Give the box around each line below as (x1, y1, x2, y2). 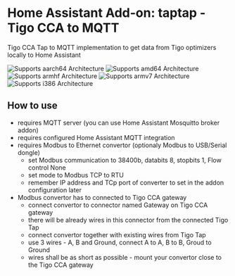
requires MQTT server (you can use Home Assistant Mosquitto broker (17, 118, 220, 127)
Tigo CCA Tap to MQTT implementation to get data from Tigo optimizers (7, 43, 217, 51)
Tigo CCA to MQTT (7, 20, 120, 36)
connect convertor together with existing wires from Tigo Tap (27, 230, 206, 239)
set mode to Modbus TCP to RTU (27, 170, 125, 179)
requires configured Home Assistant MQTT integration (17, 133, 175, 142)
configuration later (27, 185, 82, 194)
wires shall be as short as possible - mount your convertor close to (27, 253, 222, 261)
